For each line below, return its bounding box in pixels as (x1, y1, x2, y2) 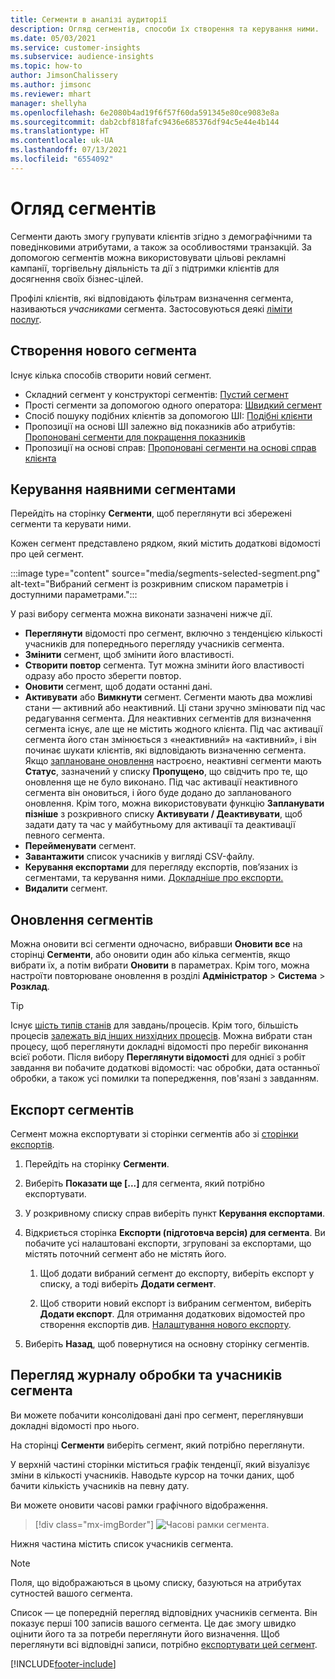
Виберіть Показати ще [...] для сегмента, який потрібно (24, 1177, 265, 1189)
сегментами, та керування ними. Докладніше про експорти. (24, 872, 284, 884)
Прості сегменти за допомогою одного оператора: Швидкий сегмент (24, 399, 322, 411)
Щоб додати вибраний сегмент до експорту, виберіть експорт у (39, 1267, 315, 1279)
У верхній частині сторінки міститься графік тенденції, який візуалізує (10, 1458, 311, 1470)
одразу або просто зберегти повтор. (24, 670, 182, 682)
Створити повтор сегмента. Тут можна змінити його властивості (24, 659, 305, 671)
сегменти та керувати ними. (10, 518, 132, 530)
